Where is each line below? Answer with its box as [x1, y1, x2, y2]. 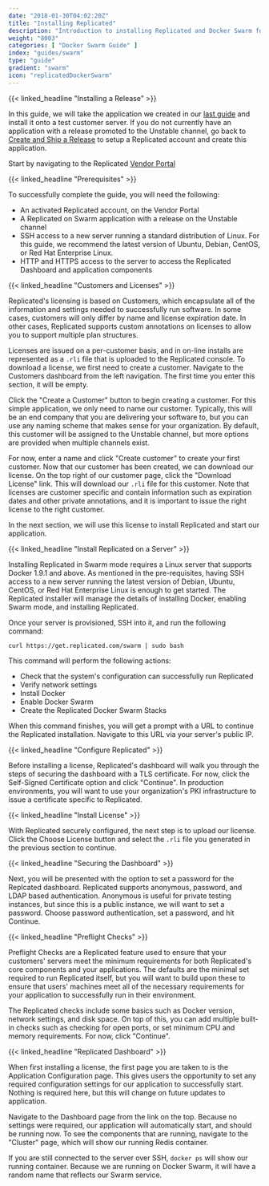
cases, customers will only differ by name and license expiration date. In [8, 313, 247, 322]
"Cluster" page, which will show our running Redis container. [8, 1137, 209, 1147]
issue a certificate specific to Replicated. [8, 795, 143, 804]
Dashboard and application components [19, 265, 153, 274]
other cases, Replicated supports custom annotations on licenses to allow [8, 322, 252, 331]
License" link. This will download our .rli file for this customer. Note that [8, 479, 250, 488]
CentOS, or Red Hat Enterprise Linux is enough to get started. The [8, 585, 227, 594]
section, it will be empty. [8, 379, 89, 389]
